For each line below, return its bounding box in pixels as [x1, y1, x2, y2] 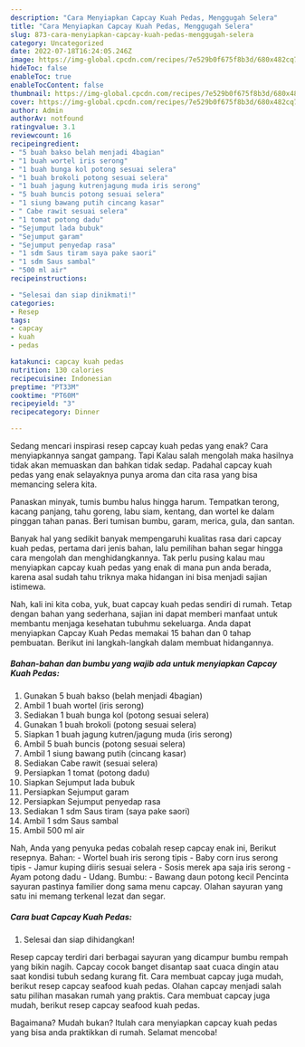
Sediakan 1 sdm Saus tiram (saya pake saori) [23, 805, 191, 816]
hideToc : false [10, 64, 68, 73]
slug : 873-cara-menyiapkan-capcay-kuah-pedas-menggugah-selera [10, 30, 254, 39]
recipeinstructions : [10, 274, 89, 283]
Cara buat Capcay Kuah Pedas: [10, 911, 132, 922]
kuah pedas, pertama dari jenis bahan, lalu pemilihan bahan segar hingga [10, 543, 283, 553]
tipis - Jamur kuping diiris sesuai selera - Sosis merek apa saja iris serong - [10, 861, 291, 872]
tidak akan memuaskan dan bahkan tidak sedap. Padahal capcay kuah [10, 460, 272, 471]
